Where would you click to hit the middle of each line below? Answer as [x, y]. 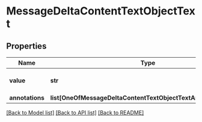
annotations [27, 98]
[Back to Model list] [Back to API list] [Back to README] [75, 113]
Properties [26, 46]
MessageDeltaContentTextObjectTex [101, 11]
